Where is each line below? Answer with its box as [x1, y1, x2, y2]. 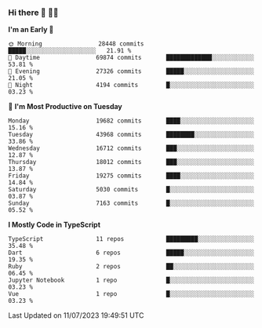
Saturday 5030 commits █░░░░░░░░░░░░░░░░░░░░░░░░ [8, 186, 255, 194]
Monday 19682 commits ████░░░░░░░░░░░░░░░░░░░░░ [8, 117, 255, 125]
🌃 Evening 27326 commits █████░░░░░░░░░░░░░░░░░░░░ [8, 67, 255, 75]
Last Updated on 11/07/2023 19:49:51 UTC [8, 311, 144, 320]
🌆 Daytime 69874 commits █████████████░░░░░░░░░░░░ [8, 54, 255, 62]
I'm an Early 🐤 [8, 25, 54, 35]
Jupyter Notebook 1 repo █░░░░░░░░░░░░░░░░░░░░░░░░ [8, 276, 255, 285]
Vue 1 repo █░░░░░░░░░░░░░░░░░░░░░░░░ [8, 290, 255, 298]
